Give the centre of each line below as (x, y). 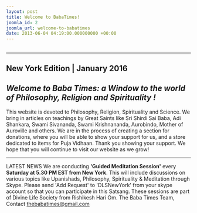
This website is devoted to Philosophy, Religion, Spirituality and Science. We (98, 112)
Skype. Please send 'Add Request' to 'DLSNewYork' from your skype (89, 185)
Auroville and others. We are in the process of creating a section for (88, 131)
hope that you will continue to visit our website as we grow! (78, 149)
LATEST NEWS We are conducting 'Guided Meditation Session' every (91, 166)
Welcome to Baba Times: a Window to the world (96, 89)
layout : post (22, 11)
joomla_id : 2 (22, 22)
